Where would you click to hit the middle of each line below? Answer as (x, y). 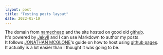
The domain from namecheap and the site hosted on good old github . (75, 32)
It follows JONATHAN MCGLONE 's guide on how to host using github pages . (82, 42)
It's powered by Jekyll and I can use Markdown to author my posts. (72, 37)
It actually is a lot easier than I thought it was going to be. (62, 48)
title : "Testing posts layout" (37, 14)
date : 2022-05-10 (23, 18)
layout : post (18, 9)
